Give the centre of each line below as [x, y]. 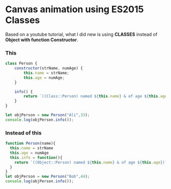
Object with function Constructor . [42, 40]
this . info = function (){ [36, 157]
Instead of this [23, 132]
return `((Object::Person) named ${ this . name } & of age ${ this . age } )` [91, 162]
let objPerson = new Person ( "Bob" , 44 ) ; [48, 177]
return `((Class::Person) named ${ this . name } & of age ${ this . [92, 96]
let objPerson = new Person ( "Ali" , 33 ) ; [48, 115]
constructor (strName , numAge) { [49, 68]
